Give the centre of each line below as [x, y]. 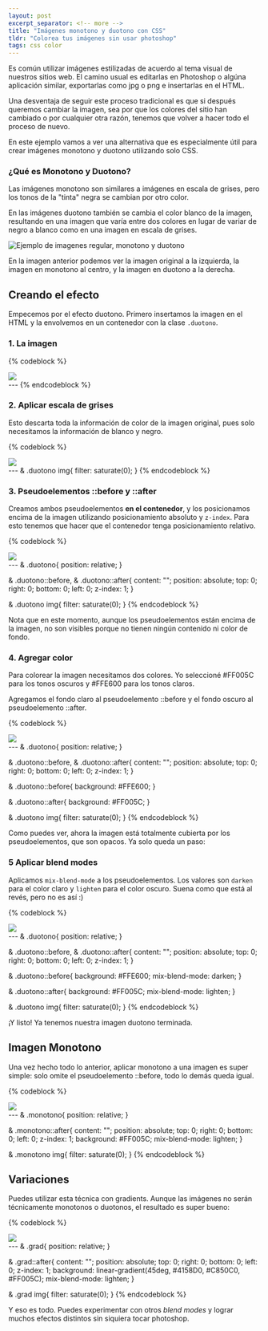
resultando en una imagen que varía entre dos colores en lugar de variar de [133, 221]
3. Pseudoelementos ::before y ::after [83, 491]
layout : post [30, 16]
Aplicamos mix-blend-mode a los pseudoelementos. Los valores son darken [131, 880]
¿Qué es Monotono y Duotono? [70, 172]
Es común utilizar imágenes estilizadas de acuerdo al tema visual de [121, 68]
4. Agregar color [41, 658]
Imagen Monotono [55, 1048]
